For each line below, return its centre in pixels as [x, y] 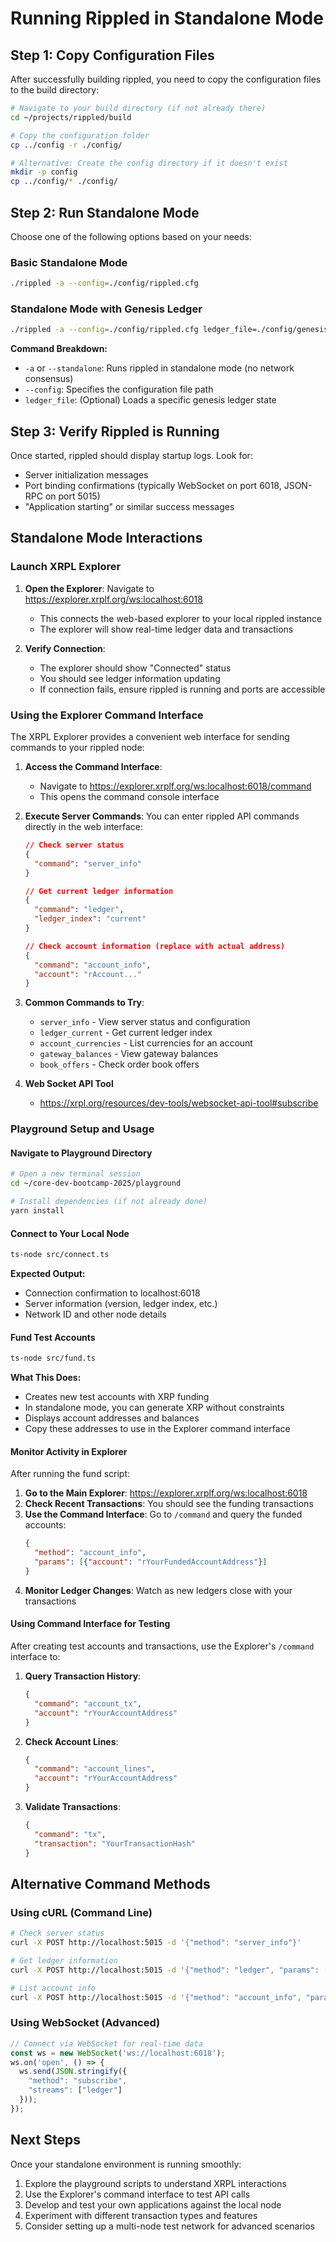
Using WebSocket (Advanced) [85, 2023]
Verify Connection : [65, 648]
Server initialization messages [86, 475]
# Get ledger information [64, 1960]
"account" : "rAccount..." [88, 974]
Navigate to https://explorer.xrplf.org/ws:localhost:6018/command [175, 786]
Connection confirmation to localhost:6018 [112, 1293]
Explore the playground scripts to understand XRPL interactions [155, 2183]
